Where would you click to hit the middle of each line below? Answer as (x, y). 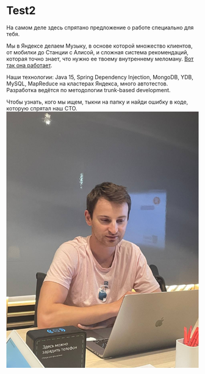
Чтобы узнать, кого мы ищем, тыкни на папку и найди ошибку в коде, (97, 102)
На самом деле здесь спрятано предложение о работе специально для (100, 27)
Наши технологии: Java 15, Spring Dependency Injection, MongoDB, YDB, (100, 77)
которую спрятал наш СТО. (42, 108)
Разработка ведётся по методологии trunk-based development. (88, 90)
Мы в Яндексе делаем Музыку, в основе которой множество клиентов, (100, 46)
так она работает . (29, 65)
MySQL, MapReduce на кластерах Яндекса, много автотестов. (87, 84)
